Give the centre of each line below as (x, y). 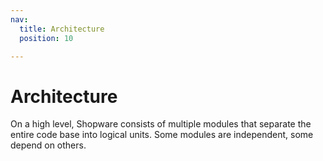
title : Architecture (62, 29)
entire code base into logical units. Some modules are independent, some (162, 135)
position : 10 (46, 38)
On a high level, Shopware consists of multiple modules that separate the (161, 124)
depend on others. (48, 145)
